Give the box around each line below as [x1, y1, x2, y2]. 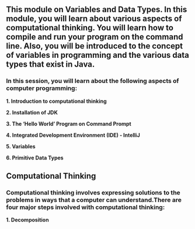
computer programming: [6, 84, 78, 92]
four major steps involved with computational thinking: [6, 203, 165, 211]
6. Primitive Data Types [6, 154, 64, 161]
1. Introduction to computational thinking [6, 98, 107, 105]
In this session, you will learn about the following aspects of [6, 77, 179, 85]
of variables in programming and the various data [6, 50, 190, 60]
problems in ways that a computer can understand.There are [6, 196, 182, 204]
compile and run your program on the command [6, 32, 183, 42]
